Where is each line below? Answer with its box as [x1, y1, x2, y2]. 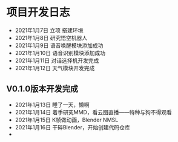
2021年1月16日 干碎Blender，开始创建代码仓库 [15, 123, 130, 131]
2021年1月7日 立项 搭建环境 [15, 27, 84, 34]
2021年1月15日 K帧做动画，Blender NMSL [15, 116, 119, 123]
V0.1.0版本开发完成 [6, 84, 79, 94]
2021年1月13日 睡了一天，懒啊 [15, 101, 90, 108]
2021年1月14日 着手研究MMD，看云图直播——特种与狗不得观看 [15, 108, 173, 115]
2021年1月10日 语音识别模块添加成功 [15, 49, 106, 56]
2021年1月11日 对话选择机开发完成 [15, 57, 99, 64]
